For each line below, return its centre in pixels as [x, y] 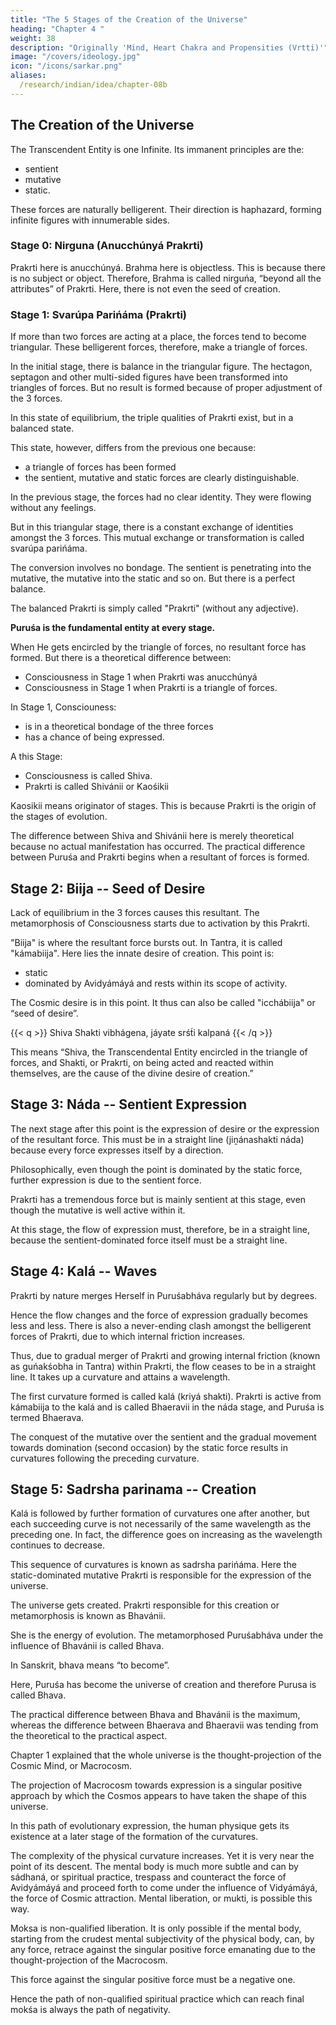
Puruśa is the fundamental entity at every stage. [113, 628]
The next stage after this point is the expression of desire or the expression [165, 1128]
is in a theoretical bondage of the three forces [119, 727]
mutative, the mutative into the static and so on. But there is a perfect [152, 578]
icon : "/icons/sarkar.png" [66, 66]
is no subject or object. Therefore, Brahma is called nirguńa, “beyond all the [166, 278]
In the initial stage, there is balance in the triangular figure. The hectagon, [161, 367]
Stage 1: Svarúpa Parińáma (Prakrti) [98, 314]
